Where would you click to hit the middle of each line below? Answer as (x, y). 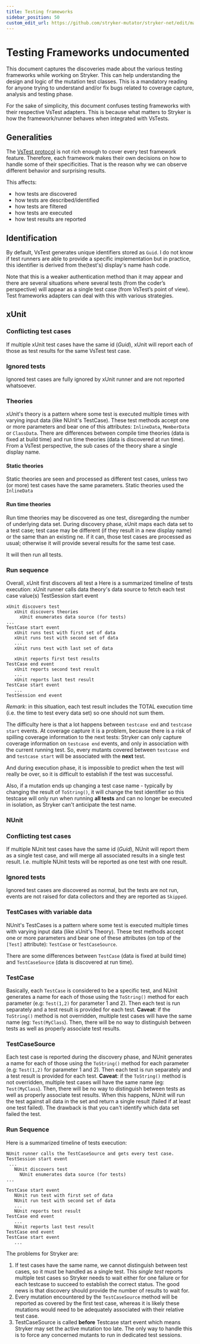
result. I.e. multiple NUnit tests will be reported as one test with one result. (97, 862)
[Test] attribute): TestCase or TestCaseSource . (62, 944)
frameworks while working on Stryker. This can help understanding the (93, 75)
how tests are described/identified (57, 200)
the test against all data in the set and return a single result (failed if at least (99, 1102)
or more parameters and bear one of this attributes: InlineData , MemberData (98, 427)
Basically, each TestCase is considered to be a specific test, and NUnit (92, 991)
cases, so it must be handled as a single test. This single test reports (99, 1271)
